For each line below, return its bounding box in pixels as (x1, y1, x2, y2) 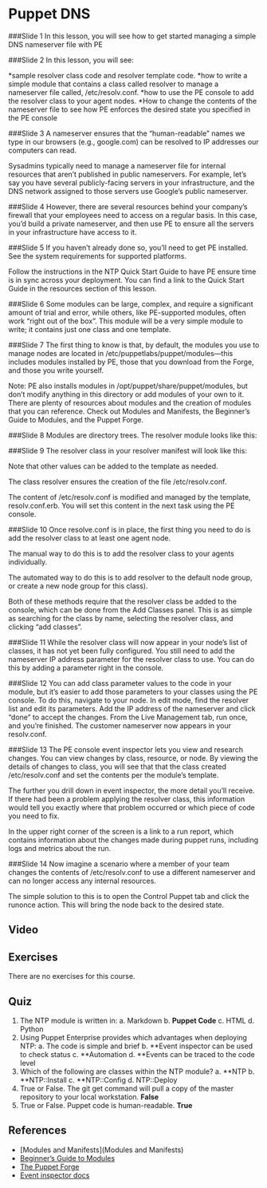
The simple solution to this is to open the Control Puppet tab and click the (8, 891, 249, 901)
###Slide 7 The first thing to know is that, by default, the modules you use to (8, 340, 260, 350)
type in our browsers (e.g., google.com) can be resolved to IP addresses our (8, 137, 259, 146)
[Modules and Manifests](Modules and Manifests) (19, 1145, 184, 1154)
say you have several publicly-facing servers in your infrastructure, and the (8, 177, 255, 188)
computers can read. (8, 145, 77, 155)
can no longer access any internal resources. (8, 876, 157, 885)
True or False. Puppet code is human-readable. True (19, 1100, 193, 1110)
